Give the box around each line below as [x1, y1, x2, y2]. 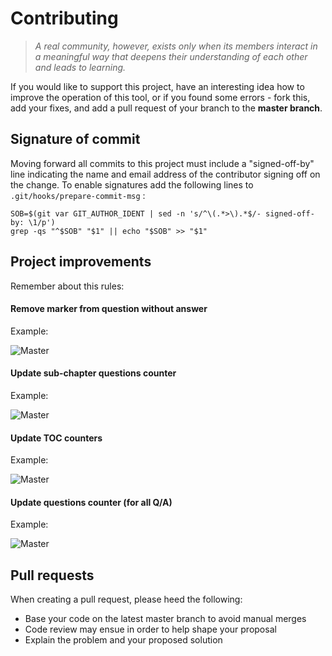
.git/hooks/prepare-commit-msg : [10, 189, 146, 201]
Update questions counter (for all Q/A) [10, 496, 173, 508]
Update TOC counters [10, 432, 103, 444]
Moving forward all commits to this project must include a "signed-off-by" [10, 157, 315, 169]
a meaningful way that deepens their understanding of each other [34, 50, 308, 62]
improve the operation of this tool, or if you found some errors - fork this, [10, 91, 311, 103]
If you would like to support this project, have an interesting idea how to [10, 80, 305, 92]
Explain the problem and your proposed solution [24, 634, 223, 646]
